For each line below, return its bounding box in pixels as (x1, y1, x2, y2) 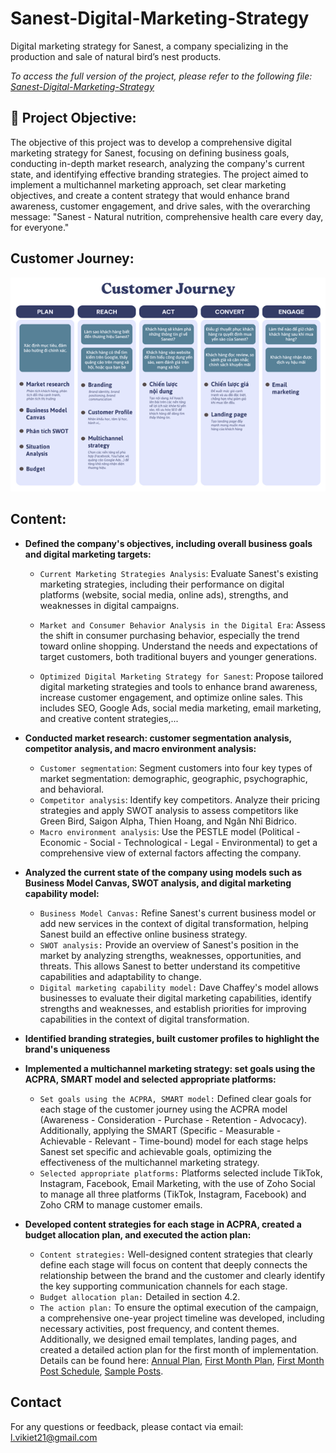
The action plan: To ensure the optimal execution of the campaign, (39, 1301, 319, 1313)
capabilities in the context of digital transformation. (39, 1013, 250, 1025)
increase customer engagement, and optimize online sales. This (39, 691, 303, 703)
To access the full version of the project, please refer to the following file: (10, 70, 313, 82)
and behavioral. (39, 783, 105, 795)
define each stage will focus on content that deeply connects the (39, 1258, 308, 1271)
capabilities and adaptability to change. (39, 970, 202, 982)
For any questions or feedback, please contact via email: (10, 1420, 244, 1432)
